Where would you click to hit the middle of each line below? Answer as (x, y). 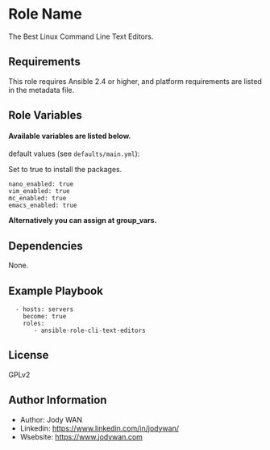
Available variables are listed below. (70, 136)
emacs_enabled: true (43, 206)
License (29, 355)
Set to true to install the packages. (65, 170)
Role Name (45, 14)
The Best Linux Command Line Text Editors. (81, 36)
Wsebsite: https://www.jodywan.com (81, 436)
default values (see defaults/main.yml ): (74, 154)
